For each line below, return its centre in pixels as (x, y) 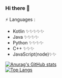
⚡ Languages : (20, 19)
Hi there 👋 (18, 8)
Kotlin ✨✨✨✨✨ (28, 31)
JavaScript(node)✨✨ (35, 54)
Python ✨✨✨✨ (28, 43)
